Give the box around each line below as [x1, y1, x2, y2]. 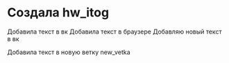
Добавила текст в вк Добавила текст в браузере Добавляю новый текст [7, 27, 222, 36]
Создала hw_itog [7, 5, 110, 21]
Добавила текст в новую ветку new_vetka [7, 48, 130, 56]
